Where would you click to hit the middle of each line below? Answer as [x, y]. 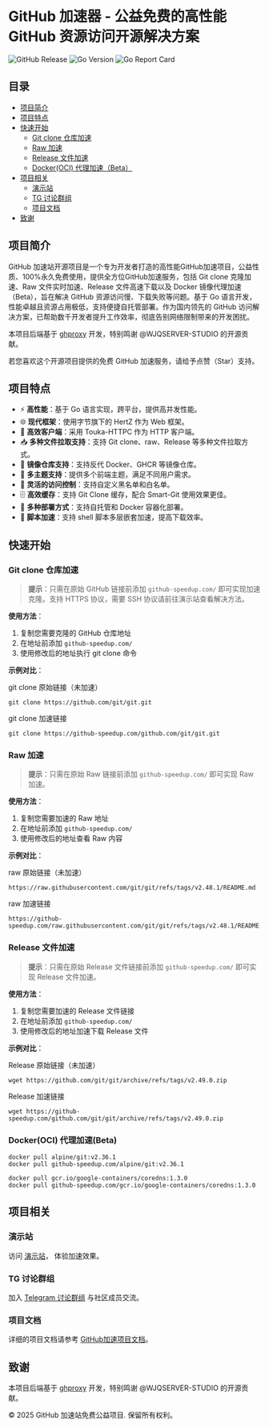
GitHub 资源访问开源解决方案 [104, 37]
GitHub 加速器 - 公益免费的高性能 [117, 16]
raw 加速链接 [30, 903]
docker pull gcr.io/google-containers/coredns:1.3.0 [98, 1178]
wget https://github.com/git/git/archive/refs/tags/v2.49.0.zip [118, 1080]
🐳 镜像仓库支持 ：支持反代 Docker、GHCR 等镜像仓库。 [110, 465]
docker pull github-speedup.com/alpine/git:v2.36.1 [96, 1164]
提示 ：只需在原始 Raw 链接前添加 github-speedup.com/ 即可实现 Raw [141, 774]
